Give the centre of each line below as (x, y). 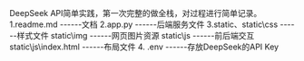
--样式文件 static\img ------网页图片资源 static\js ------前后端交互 (132, 35)
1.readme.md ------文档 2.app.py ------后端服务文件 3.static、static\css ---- (152, 24)
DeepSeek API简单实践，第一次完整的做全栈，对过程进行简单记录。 (136, 13)
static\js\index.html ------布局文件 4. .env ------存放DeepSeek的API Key (144, 47)
